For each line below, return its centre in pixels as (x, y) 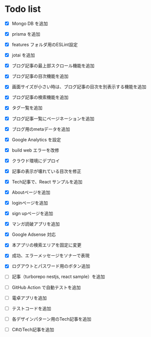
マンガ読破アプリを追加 (36, 224)
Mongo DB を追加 (30, 23)
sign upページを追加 (32, 214)
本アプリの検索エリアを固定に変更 (47, 245)
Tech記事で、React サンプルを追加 (47, 181)
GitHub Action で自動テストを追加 (46, 287)
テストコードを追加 (31, 308)
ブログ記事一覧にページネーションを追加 (53, 118)
